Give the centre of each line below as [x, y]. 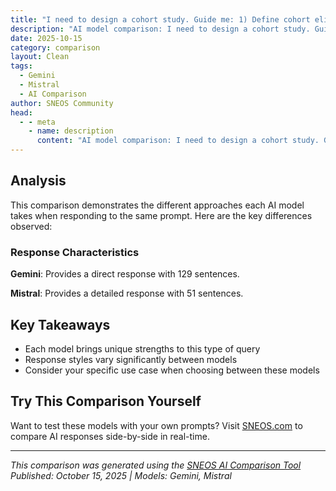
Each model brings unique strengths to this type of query [142, 348]
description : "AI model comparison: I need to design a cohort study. [160, 29]
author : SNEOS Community [62, 103]
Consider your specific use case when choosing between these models [172, 370]
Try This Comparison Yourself [106, 401]
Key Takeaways [60, 324]
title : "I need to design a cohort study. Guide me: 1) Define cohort [160, 19]
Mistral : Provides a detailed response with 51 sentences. [127, 293]
